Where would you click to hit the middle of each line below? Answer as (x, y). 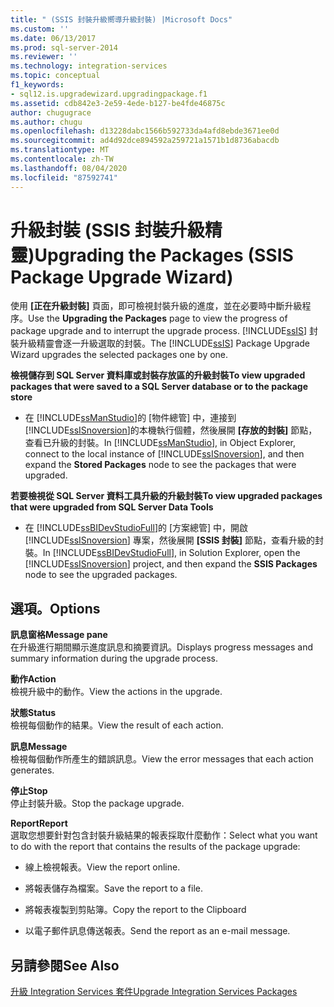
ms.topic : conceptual (55, 76)
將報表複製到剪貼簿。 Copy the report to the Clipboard (135, 910)
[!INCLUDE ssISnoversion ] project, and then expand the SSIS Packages (171, 564)
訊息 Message (39, 747)
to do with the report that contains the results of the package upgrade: (155, 847)
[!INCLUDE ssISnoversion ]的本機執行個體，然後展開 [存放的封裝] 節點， (171, 430)
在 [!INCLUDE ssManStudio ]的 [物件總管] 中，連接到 (130, 418)
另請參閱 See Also (65, 965)
